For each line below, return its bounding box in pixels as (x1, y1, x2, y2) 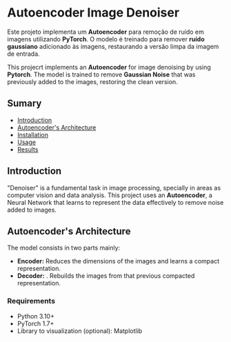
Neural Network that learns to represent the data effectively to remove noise (7, 198, 224, 206)
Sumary (7, 98, 42, 110)
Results (17, 145, 39, 153)
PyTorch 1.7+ (17, 319, 54, 328)
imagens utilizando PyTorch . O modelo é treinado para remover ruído (7, 34, 205, 43)
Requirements (7, 296, 56, 306)
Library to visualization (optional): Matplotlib (17, 326, 143, 335)
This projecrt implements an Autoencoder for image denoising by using (7, 63, 212, 71)
